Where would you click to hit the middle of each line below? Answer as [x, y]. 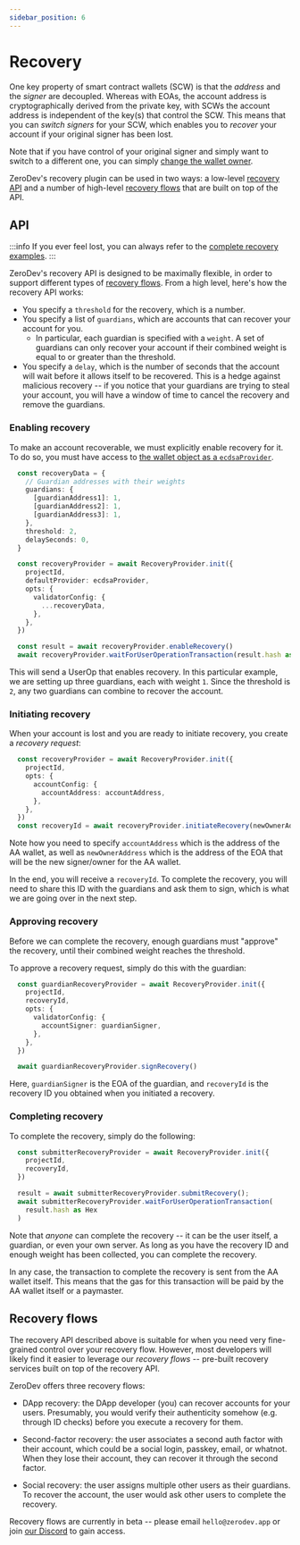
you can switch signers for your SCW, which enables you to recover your [143, 124]
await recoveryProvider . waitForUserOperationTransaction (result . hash [149, 655]
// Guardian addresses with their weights [105, 482]
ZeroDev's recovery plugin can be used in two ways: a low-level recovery [145, 178]
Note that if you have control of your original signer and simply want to [139, 151]
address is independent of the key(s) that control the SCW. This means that [147, 115]
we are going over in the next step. [73, 898]
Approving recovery [54, 921]
